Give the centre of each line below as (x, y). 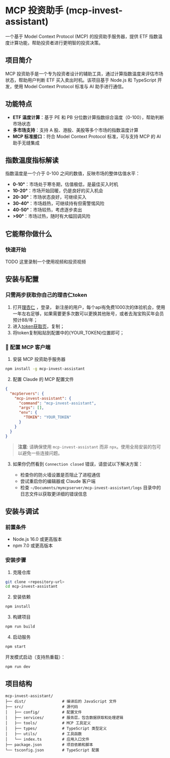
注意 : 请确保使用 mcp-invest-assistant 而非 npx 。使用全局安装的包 (87, 447)
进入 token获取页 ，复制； (39, 326)
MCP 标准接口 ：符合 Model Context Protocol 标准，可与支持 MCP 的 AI (87, 136)
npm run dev (18, 666)
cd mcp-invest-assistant (31, 587)
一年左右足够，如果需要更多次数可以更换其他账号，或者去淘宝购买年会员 (88, 313)
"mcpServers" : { (27, 394)
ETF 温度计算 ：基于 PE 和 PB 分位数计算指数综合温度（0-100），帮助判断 (88, 117)
